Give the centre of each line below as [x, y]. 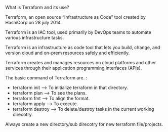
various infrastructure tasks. [35, 38]
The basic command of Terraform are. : [46, 78]
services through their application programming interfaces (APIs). [74, 68]
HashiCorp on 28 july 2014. [34, 23]
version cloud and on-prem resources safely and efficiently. [68, 53]
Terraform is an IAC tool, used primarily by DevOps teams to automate [78, 32]
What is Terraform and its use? [37, 7]
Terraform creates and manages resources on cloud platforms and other [81, 62]
